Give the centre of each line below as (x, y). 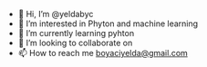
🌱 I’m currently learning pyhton (76, 33)
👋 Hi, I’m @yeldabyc (56, 14)
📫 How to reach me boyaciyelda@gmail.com (103, 53)
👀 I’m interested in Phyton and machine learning (108, 24)
